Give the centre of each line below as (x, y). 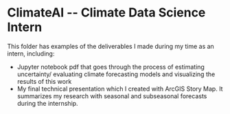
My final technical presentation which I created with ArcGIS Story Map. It (120, 89)
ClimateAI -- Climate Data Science (106, 13)
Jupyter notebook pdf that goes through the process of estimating (111, 67)
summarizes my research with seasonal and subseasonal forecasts (112, 96)
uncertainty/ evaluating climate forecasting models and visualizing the (116, 74)
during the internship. (47, 103)
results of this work (44, 81)
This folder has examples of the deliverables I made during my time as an (111, 46)
